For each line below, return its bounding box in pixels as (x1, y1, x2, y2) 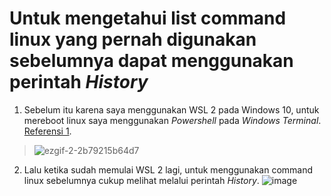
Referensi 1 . (23, 125, 72, 137)
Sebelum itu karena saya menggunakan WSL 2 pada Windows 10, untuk (23, 103, 320, 116)
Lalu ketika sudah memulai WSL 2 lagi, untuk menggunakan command (23, 163, 314, 176)
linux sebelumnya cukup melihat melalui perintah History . (23, 174, 260, 186)
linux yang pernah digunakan (9, 28, 257, 51)
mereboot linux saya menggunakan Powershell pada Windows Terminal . (23, 114, 322, 126)
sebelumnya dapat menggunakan (9, 50, 294, 72)
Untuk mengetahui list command (9, 7, 287, 30)
